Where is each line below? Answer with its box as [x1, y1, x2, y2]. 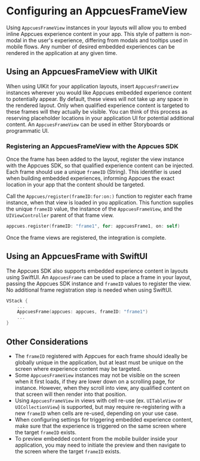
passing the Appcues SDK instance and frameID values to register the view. [6, 280, 191, 287]
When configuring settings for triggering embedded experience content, [14, 416, 193, 423]
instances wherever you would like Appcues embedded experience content [6, 88, 192, 96]
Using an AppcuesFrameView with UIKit [6, 67, 158, 77]
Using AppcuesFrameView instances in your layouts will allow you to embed [6, 24, 187, 31]
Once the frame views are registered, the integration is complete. [6, 234, 167, 241]
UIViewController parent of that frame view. [6, 212, 115, 219]
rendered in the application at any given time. [6, 49, 118, 56]
